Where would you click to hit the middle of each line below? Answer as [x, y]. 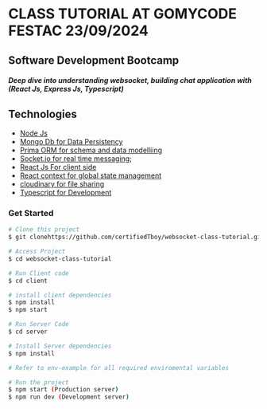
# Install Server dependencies [60, 346]
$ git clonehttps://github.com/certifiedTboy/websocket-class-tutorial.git [136, 237]
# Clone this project [44, 230]
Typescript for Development [66, 192]
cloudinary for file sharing [62, 183]
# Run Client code [39, 273]
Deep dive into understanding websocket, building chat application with [130, 81]
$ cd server [28, 332]
